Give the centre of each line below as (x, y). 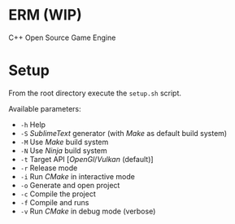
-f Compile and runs (54, 202)
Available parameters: (45, 108)
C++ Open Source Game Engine (62, 37)
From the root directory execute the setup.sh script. (95, 93)
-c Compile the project (58, 194)
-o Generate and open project (70, 185)
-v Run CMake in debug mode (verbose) (88, 211)
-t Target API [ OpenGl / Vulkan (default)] (87, 159)
